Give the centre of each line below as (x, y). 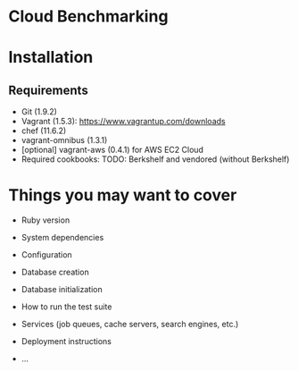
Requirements (48, 90)
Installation (51, 58)
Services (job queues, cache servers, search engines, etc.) (130, 325)
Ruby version (46, 220)
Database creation (55, 272)
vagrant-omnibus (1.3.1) (64, 140)
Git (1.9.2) (39, 112)
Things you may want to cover (123, 195)
